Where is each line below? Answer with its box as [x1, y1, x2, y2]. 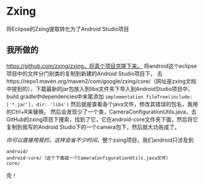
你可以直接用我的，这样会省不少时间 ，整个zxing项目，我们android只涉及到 [6, 136, 194, 143]
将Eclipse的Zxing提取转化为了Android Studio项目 [6, 25, 130, 32]
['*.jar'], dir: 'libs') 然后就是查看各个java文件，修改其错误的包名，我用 [6, 100, 199, 107]
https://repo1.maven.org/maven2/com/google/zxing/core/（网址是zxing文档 [6, 78, 197, 85]
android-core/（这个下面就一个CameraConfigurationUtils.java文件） [6, 154, 171, 161]
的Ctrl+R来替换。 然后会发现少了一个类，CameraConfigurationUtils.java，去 [6, 108, 197, 115]
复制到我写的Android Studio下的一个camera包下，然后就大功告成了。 [6, 123, 180, 131]
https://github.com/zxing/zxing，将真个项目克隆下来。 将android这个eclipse [6, 62, 197, 70]
